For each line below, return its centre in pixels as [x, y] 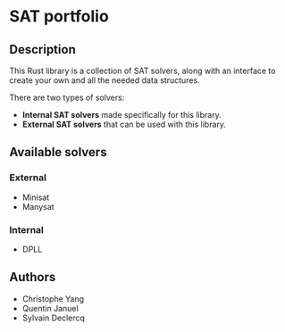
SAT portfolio [59, 17]
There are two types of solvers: [67, 97]
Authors [33, 277]
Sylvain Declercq [53, 318]
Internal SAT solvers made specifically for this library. [122, 115]
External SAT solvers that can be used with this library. [124, 124]
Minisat [36, 197]
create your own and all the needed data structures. [105, 80]
